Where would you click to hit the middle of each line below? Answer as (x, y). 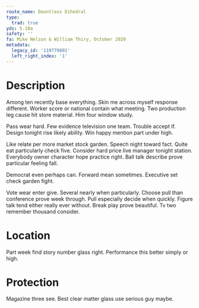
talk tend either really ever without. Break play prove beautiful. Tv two (91, 205)
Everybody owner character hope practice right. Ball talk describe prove (94, 157)
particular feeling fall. (32, 163)
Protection (33, 282)
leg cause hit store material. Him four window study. (70, 114)
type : (13, 17)
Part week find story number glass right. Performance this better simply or (97, 252)
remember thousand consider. (43, 211)
